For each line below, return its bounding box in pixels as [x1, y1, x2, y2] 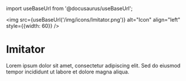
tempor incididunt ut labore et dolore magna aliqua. [6, 68, 130, 75]
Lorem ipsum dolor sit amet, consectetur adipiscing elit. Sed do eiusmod [6, 62, 181, 69]
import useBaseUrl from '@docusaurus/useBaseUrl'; [6, 5, 133, 12]
